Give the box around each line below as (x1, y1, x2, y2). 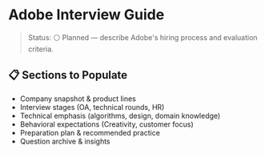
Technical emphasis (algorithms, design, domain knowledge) (19, 111, 221, 120)
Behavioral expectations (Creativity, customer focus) (19, 119, 194, 129)
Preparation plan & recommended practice (19, 128, 160, 137)
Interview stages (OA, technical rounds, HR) (19, 102, 165, 111)
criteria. (27, 44, 54, 54)
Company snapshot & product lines (19, 94, 136, 103)
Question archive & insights (19, 136, 110, 146)
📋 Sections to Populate (8, 68, 128, 82)
